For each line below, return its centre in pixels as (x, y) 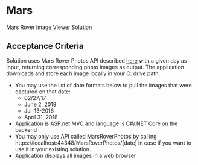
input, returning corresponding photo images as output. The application (95, 67)
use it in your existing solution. (53, 149)
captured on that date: (43, 92)
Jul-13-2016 (39, 111)
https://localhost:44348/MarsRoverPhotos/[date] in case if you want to (103, 143)
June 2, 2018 (40, 104)
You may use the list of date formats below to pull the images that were (103, 85)
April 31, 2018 (41, 117)
